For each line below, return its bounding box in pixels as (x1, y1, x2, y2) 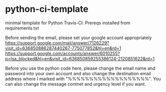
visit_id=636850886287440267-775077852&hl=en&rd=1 (5, 45, 122, 51)
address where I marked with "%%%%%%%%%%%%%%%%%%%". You (5, 76, 162, 82)
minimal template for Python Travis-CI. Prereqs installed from (5, 20, 131, 26)
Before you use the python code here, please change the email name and (5, 65, 156, 71)
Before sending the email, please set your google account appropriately (5, 35, 152, 41)
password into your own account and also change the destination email (5, 70, 152, 76)
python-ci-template (5, 3, 88, 15)
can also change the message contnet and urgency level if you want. (5, 81, 146, 87)
